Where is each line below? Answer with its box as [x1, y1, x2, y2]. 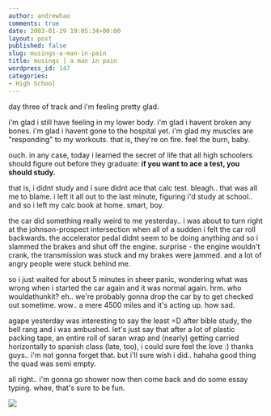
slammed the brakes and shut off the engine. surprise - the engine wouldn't [8, 242, 260, 251]
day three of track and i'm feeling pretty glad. [8, 102, 159, 111]
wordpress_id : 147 [8, 65, 70, 73]
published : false [8, 42, 67, 50]
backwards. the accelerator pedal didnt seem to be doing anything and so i [8, 233, 259, 242]
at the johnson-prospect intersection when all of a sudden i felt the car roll [8, 224, 256, 234]
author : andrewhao [8, 11, 70, 20]
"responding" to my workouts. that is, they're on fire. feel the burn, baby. [8, 134, 251, 144]
